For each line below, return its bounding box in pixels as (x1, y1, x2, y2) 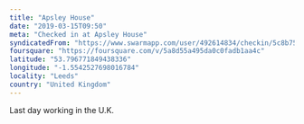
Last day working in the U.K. (9, 104, 115, 115)
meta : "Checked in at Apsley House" (9, 30, 147, 39)
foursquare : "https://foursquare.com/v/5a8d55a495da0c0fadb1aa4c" (9, 47, 265, 56)
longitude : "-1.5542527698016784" (9, 64, 140, 73)
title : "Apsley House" (9, 13, 95, 22)
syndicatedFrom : (9, 38, 71, 48)
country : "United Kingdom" (9, 80, 111, 89)
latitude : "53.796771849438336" (9, 55, 131, 64)
